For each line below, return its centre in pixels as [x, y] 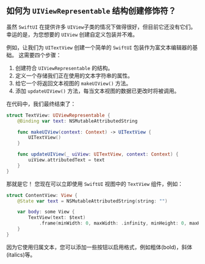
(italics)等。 [21, 254]
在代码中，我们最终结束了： [41, 104]
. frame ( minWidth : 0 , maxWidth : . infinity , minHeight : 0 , [113, 223]
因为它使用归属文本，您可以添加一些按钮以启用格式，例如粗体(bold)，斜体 [99, 247]
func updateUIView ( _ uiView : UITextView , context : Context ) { [98, 154]
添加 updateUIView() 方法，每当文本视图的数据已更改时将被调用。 [97, 91]
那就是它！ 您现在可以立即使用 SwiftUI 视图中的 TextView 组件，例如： [95, 184]
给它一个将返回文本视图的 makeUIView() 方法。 [73, 83]
